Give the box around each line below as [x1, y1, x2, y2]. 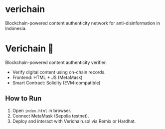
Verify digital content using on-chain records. [12, 69, 106, 75]
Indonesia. [5, 25, 27, 31]
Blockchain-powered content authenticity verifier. [5, 59, 107, 65]
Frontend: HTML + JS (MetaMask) [12, 74, 83, 80]
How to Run [5, 94, 42, 103]
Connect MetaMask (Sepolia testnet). [12, 112, 90, 118]
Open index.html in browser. [12, 107, 71, 113]
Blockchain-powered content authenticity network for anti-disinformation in [5, 20, 161, 26]
